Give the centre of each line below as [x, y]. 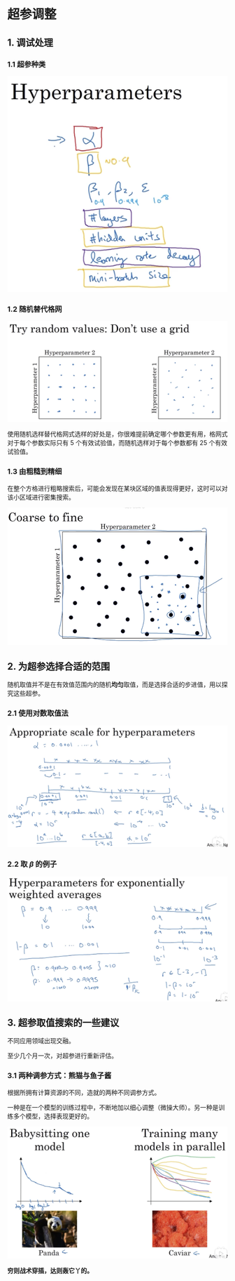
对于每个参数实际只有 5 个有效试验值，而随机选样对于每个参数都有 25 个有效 [117, 443]
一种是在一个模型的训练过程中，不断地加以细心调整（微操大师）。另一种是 [113, 1107]
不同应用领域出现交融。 [41, 1041]
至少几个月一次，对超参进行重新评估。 [62, 1056]
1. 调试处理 [30, 42]
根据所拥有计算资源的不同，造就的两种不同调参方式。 [84, 1092]
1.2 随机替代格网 [35, 309]
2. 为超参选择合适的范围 [59, 666]
